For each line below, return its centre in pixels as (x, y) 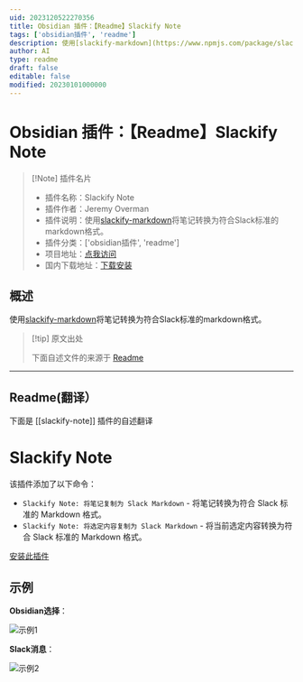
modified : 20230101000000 (58, 85)
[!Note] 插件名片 (61, 178)
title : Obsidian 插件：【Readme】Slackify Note (96, 26)
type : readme (34, 60)
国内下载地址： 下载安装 (88, 265)
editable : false (40, 77)
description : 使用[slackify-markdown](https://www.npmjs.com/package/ (143, 43)
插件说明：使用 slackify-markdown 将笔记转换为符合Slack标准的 (162, 220)
